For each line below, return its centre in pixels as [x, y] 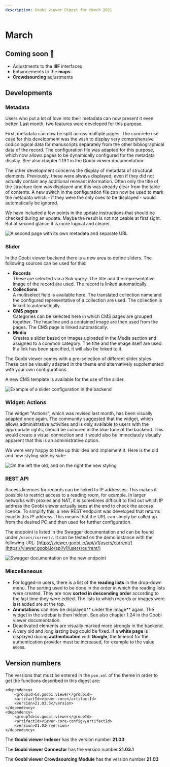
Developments [29, 93]
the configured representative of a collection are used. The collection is [87, 300]
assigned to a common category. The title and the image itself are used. [88, 343]
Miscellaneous [24, 571]
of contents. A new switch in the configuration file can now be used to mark [84, 192]
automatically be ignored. [32, 203]
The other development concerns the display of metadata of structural [79, 170]
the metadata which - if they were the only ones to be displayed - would [81, 198]
